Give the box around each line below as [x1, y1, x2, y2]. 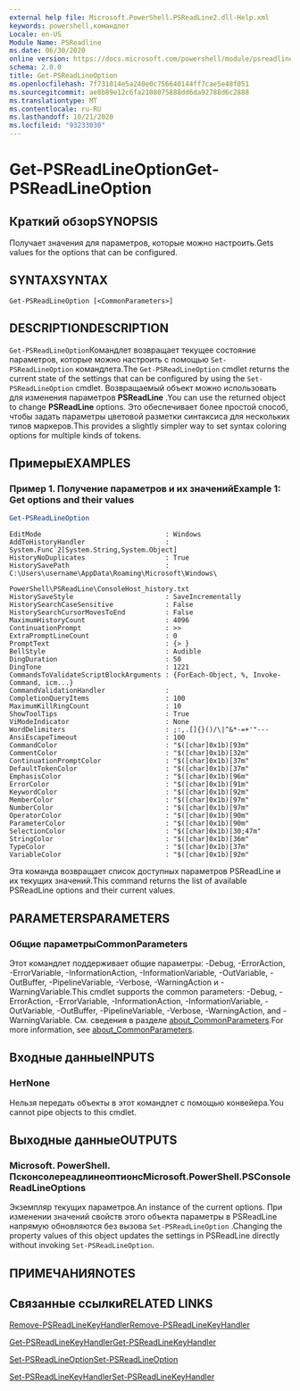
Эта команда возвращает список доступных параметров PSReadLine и [9, 866, 281, 877]
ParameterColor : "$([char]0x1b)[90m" [9, 819, 250, 829]
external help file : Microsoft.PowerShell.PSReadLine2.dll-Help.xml [9, 12, 270, 22]
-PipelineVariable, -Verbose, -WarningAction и [48, 977, 219, 987]
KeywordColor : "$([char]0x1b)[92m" [9, 787, 250, 797]
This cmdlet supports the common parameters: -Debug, [71, 986, 278, 996]
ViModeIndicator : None [9, 718, 190, 727]
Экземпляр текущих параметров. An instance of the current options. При [9, 1202, 283, 1212]
